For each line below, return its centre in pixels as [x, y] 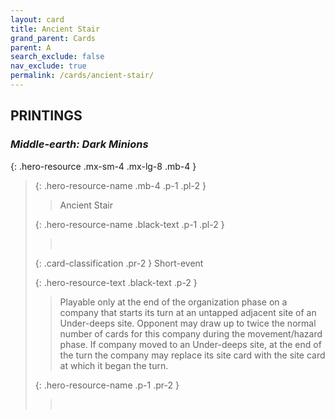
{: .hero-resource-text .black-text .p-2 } [116, 282]
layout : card [37, 19]
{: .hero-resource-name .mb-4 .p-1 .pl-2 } [120, 185]
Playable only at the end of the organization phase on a [173, 302]
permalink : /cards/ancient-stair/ [82, 76]
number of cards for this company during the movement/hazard [191, 333]
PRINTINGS [46, 116]
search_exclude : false [57, 57]
